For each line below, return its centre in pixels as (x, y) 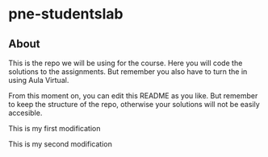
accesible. (25, 113)
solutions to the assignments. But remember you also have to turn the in (128, 72)
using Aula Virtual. (39, 80)
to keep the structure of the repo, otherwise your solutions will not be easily (134, 104)
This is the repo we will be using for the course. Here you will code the (126, 63)
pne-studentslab (66, 14)
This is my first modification (54, 128)
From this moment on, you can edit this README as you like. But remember (133, 96)
